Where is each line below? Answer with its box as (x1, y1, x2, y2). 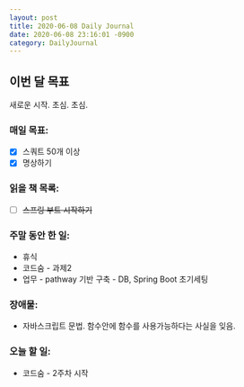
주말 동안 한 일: (9, 229, 70, 241)
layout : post (9, 13, 58, 22)
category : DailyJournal (9, 38, 99, 48)
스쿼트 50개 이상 (22, 146, 81, 157)
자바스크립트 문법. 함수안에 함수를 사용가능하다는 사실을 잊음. (22, 320, 236, 331)
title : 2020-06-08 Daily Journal (9, 22, 135, 31)
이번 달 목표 (9, 74, 70, 89)
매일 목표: (9, 123, 49, 136)
